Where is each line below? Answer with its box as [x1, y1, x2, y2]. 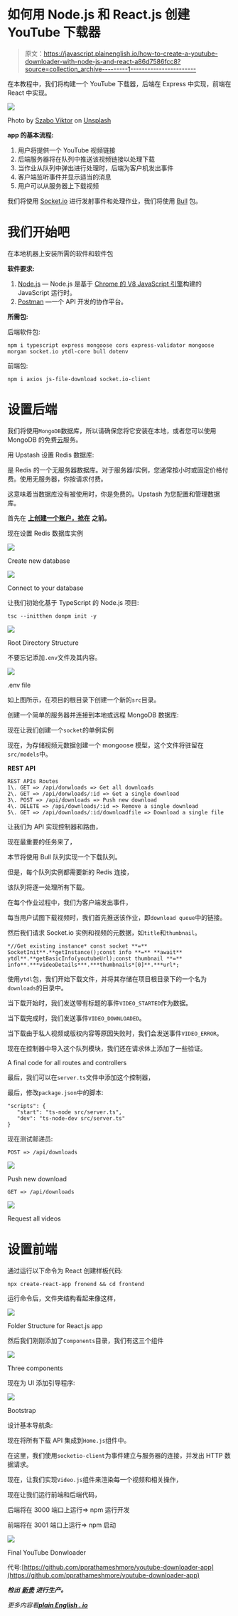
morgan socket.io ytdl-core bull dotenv [7, 348, 129, 355]
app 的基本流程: [7, 130, 54, 139]
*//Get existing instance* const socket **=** [7, 942, 148, 950]
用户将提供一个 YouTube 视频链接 [17, 145, 116, 154]
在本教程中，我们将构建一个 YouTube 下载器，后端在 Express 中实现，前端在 [7, 79, 232, 88]
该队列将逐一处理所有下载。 [7, 883, 89, 891]
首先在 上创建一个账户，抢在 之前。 [7, 514, 111, 522]
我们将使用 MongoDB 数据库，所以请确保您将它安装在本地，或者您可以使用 [7, 426, 217, 435]
